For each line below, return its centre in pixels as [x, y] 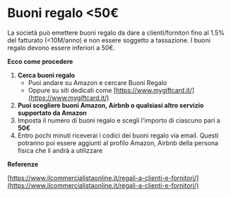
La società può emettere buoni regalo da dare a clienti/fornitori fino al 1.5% [116, 33]
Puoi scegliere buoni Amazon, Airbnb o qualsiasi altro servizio [111, 105]
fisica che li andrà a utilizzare [60, 150]
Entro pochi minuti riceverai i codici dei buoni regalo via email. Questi [118, 135]
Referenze [23, 164]
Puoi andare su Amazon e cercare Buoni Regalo [97, 82]
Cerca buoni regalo [46, 75]
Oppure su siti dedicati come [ [72, 90]
